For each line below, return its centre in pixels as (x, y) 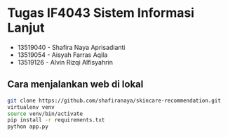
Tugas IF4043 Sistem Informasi (101, 13)
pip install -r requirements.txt (56, 120)
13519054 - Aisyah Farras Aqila (62, 55)
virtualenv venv (31, 107)
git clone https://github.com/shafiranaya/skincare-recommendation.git (114, 100)
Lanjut (26, 28)
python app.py (28, 127)
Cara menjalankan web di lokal (75, 85)
